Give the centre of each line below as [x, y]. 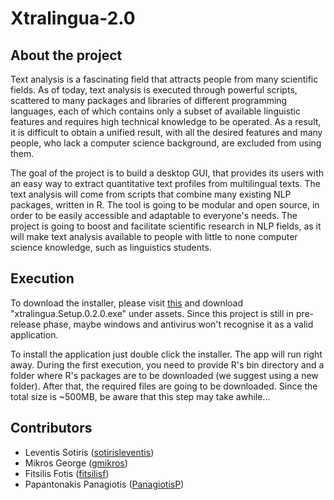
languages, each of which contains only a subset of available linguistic [155, 111]
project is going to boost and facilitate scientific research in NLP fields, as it [166, 226]
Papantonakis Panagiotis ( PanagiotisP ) [104, 484]
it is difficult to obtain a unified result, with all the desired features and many [166, 132]
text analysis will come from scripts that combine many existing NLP [151, 194]
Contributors [51, 428]
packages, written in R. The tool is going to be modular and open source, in [165, 205]
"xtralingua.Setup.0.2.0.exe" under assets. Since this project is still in [152, 313]
